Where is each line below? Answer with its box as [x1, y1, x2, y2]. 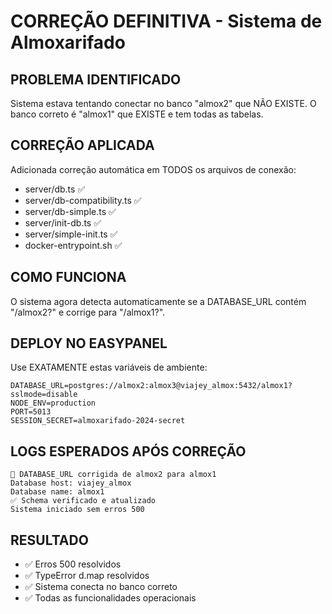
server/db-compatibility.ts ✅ [24, 194, 142, 206]
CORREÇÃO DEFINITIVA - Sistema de [10, 10, 323, 33]
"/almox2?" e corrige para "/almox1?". [10, 306, 166, 318]
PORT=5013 [10, 407, 52, 417]
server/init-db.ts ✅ [24, 216, 102, 229]
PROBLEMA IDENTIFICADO [10, 71, 182, 88]
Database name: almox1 [10, 487, 105, 497]
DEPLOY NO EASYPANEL [10, 335, 168, 352]
